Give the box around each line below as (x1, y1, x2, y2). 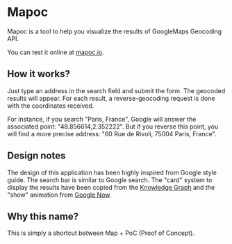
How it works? (7, 68, 71, 80)
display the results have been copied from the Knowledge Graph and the (7, 183, 215, 191)
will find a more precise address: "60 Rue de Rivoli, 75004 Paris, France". (7, 129, 217, 138)
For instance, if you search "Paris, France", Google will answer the (7, 115, 197, 123)
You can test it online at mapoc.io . (7, 48, 104, 56)
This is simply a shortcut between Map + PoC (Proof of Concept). (7, 229, 194, 237)
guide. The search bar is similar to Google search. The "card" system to (7, 175, 213, 184)
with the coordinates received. (7, 101, 94, 110)
